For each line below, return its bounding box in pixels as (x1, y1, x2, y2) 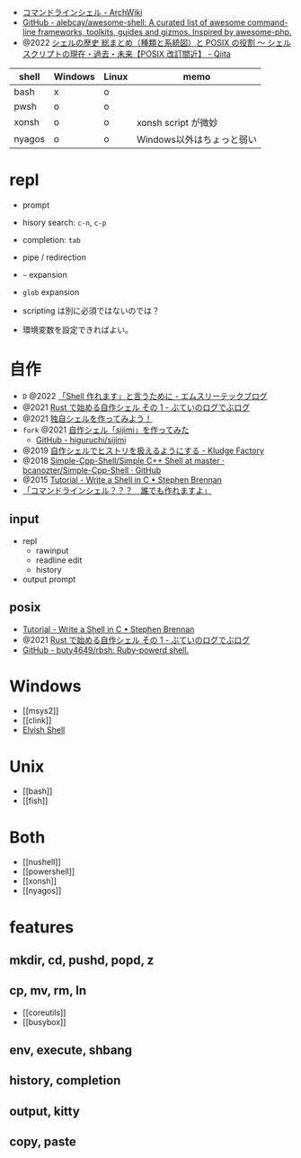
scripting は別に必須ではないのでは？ (22, 305, 160, 316)
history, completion (9, 1073, 121, 1089)
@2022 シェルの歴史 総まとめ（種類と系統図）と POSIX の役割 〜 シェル (22, 38, 292, 48)
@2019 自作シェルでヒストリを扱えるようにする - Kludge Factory (22, 445, 265, 456)
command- (246, 17, 288, 28)
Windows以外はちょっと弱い (136, 133, 258, 146)
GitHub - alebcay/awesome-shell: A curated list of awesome (22, 17, 245, 28)
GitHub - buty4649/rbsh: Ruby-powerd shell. (22, 645, 190, 655)
